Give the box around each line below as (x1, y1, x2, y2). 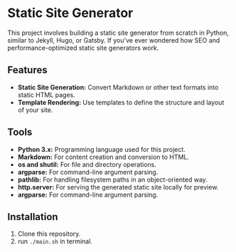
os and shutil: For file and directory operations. (17, 160, 156, 168)
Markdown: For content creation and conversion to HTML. (17, 153, 190, 161)
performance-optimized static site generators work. (7, 43, 159, 52)
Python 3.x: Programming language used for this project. (17, 145, 186, 153)
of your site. (17, 105, 53, 114)
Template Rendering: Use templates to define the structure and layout (17, 98, 225, 106)
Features (7, 64, 48, 76)
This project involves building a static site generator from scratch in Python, (7, 28, 229, 37)
